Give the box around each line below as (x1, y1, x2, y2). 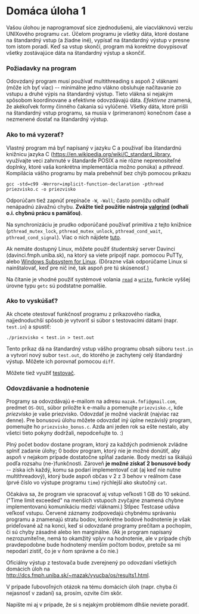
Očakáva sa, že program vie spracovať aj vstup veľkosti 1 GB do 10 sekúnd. (6, 491, 191, 498)
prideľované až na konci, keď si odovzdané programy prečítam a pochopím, (6, 522, 192, 529)
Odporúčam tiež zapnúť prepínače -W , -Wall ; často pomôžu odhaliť (6, 197, 170, 204)
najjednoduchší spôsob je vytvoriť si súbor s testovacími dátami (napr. (6, 317, 178, 324)
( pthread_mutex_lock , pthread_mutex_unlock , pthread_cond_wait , (6, 227, 163, 234)
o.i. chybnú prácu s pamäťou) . (6, 209, 82, 216)
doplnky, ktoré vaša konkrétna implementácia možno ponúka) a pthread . (6, 163, 184, 170)
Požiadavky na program (6, 64, 76, 72)
